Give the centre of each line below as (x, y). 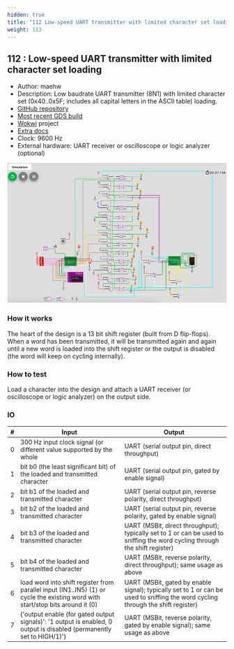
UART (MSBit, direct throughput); (172, 526)
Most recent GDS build (50, 116)
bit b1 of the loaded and (55, 491)
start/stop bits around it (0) (59, 604)
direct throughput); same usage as (174, 565)
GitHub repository (43, 109)
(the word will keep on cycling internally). (66, 356)
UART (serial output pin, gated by (172, 470)
